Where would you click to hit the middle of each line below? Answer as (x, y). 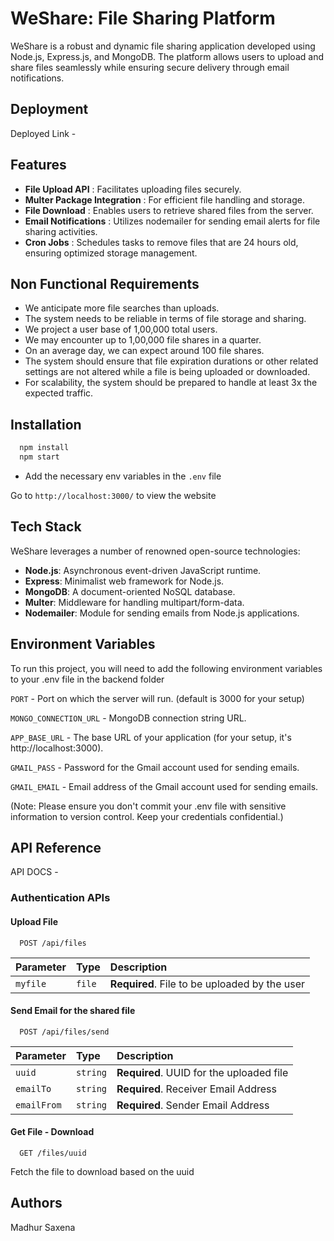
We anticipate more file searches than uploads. (122, 308)
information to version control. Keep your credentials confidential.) (147, 816)
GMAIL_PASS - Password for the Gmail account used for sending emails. (155, 767)
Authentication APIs (60, 898)
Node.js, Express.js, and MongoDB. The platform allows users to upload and (167, 56)
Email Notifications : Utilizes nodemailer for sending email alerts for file (172, 221)
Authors (36, 1203)
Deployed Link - (43, 133)
